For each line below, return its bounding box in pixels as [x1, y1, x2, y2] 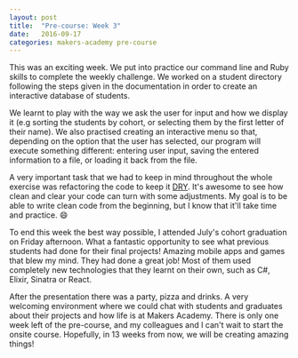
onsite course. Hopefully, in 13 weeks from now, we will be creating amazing [9, 330, 289, 340]
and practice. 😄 [9, 210, 68, 220]
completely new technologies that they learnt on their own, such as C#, [9, 265, 270, 275]
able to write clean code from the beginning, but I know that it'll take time [9, 201, 278, 211]
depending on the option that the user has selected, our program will [9, 136, 261, 147]
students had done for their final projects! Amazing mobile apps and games [9, 246, 286, 257]
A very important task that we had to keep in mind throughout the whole [9, 172, 273, 183]
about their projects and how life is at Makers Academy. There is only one [9, 310, 279, 321]
